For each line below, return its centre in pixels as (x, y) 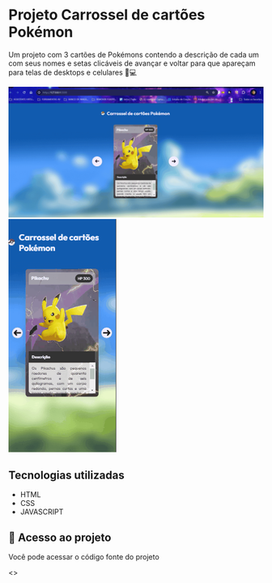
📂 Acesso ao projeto (60, 537)
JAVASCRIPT (42, 512)
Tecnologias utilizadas (66, 475)
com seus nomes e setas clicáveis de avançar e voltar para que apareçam (132, 63)
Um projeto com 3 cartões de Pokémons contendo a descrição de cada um (134, 54)
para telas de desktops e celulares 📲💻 (73, 72)
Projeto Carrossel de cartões (107, 15)
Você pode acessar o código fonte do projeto (84, 556)
